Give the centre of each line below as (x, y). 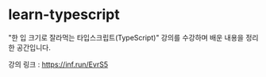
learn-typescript (64, 15)
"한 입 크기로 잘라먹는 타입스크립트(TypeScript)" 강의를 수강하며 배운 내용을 (126, 37)
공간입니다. (34, 47)
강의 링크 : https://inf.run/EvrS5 (58, 64)
